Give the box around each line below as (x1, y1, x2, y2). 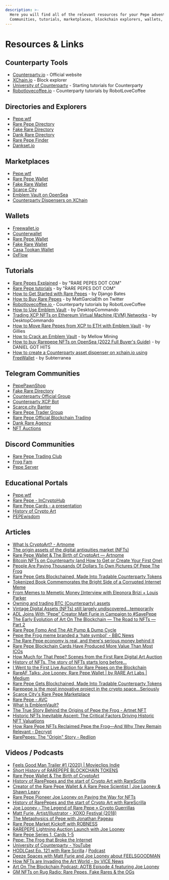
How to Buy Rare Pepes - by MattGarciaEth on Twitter (12, 296, 124, 302)
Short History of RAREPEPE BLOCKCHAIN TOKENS (12, 767, 118, 773)
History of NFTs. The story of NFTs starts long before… (12, 659, 127, 665)
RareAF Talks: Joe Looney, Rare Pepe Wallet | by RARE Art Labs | (12, 670, 147, 676)
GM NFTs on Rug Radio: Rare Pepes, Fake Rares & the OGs (12, 869, 135, 875)
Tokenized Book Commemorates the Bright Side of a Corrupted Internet (12, 578, 161, 584)
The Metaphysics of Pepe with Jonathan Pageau (12, 815, 114, 821)
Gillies (12, 328, 26, 334)
